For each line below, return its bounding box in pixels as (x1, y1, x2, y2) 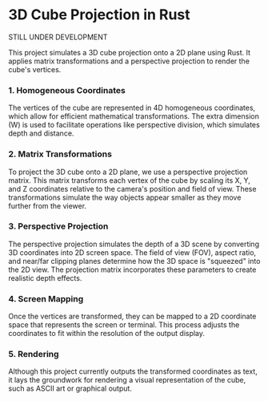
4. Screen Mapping (8, 293, 84, 304)
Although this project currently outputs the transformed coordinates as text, (8, 367, 258, 376)
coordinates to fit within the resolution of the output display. (8, 329, 206, 338)
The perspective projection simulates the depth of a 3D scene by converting (8, 239, 260, 249)
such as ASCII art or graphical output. (8, 383, 132, 394)
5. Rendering (8, 349, 59, 360)
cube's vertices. (8, 64, 62, 74)
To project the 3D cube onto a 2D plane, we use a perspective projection (8, 167, 248, 176)
